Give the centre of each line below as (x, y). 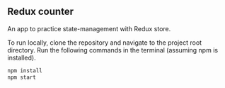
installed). (22, 57)
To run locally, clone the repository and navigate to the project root (105, 43)
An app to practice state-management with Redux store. (89, 28)
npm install (25, 70)
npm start (22, 77)
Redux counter (41, 12)
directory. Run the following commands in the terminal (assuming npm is (112, 50)
